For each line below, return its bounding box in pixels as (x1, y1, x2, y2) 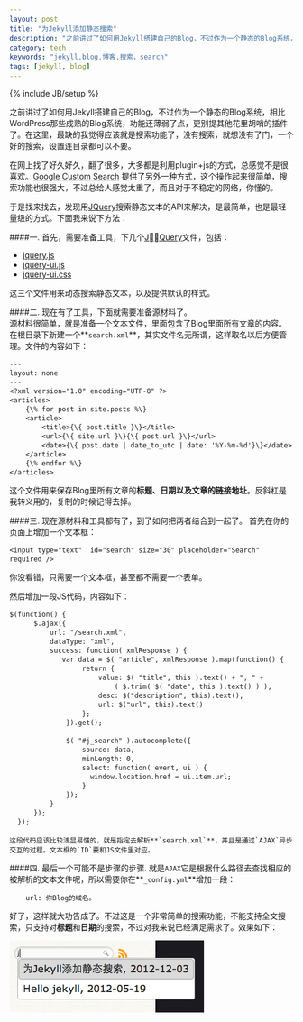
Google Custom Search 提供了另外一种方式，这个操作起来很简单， (32, 171, 280, 181)
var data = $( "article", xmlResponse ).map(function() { (61, 655, 284, 664)
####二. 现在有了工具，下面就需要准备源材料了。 (9, 307, 192, 318)
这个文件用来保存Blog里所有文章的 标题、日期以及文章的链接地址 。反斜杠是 (9, 485, 287, 495)
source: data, (81, 745, 135, 754)
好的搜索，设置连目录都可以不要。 (9, 141, 136, 151)
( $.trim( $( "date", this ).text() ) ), (114, 682, 272, 691)
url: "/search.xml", (49, 628, 127, 637)
